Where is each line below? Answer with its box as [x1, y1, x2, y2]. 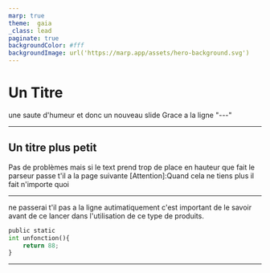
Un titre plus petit [8, 141, 97, 155]
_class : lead [8, 26, 52, 35]
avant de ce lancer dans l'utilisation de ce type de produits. [8, 210, 205, 221]
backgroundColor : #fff [8, 42, 84, 50]
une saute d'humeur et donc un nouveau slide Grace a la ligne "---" [8, 110, 232, 120]
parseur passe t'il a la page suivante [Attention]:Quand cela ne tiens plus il [8, 170, 255, 181]
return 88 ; [22, 242, 59, 250]
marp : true [8, 11, 45, 20]
